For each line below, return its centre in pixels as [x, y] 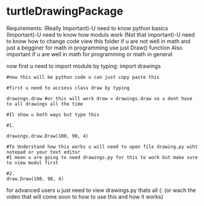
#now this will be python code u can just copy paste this [83, 77]
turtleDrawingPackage [65, 11]
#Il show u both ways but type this [53, 114]
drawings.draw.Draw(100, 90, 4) [47, 136]
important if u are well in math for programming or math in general [89, 54]
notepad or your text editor [43, 152]
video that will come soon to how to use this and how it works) [85, 196]
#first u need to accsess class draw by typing [68, 88]
